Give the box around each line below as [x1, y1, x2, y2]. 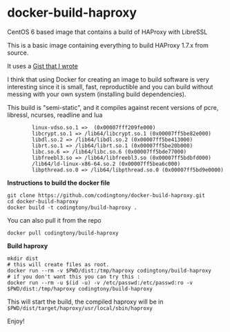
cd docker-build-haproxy [7, 198, 79, 205]
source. [7, 48, 29, 57]
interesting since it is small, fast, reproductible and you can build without [7, 82, 213, 91]
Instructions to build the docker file [7, 178, 111, 187]
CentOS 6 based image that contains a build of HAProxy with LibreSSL [7, 28, 208, 36]
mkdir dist [7, 255, 39, 262]
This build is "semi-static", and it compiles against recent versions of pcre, [7, 103, 219, 111]
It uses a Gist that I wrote [7, 62, 78, 70]
